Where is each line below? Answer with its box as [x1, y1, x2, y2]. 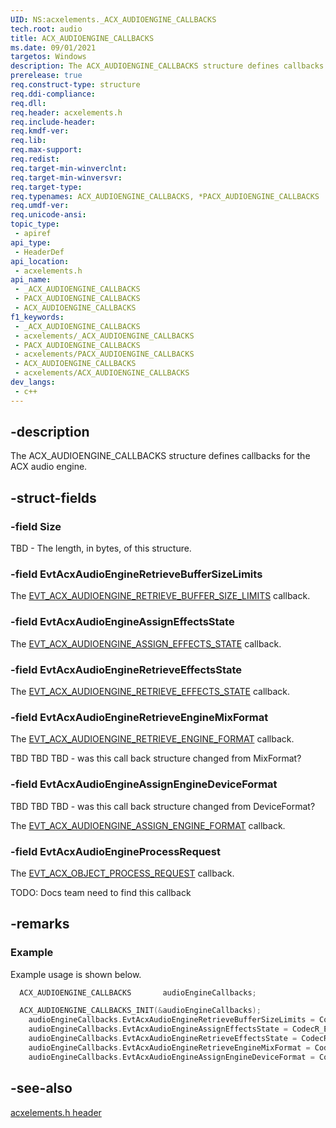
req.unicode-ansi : [10, 210, 87, 220]
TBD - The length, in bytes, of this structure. [10, 542, 192, 555]
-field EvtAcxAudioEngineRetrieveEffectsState [10, 662, 243, 676]
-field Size [10, 519, 62, 533]
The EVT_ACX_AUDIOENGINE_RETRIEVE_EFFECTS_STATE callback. [10, 686, 291, 698]
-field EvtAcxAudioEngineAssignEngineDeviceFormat [10, 777, 278, 791]
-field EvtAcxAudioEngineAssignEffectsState [10, 615, 235, 629]
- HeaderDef [14, 247, 65, 257]
